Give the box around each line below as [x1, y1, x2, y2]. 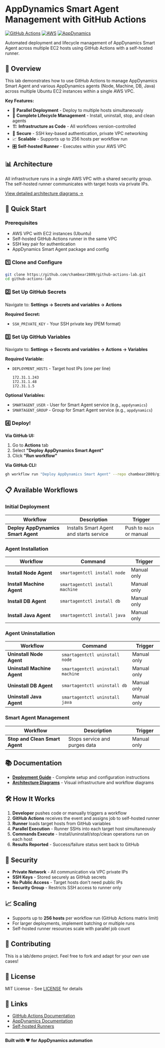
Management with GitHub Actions [5, 14, 146, 25]
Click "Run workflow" [12, 453, 57, 459]
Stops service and [68, 735, 110, 742]
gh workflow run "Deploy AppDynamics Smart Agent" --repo [5, 472, 126, 477]
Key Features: [5, 98, 34, 104]
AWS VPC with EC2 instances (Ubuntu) [12, 231, 92, 237]
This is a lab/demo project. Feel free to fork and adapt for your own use [5, 953, 150, 959]
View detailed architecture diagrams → [5, 190, 83, 196]
